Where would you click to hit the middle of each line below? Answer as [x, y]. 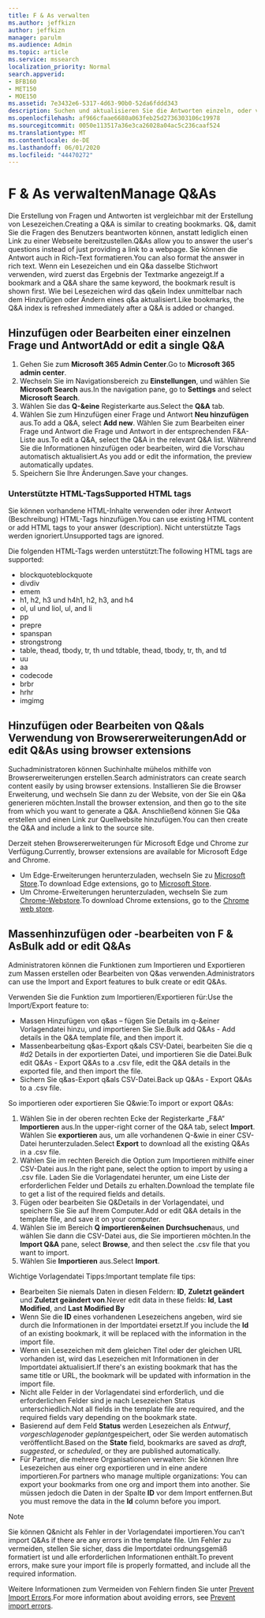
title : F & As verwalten [49, 15]
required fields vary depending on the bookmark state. [108, 1417]
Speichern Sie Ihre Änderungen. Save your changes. [104, 473]
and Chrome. [30, 860]
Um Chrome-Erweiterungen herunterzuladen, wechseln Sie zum [124, 892]
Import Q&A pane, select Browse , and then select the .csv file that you [134, 1244]
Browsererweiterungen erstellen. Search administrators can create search [127, 777]
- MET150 [22, 89]
